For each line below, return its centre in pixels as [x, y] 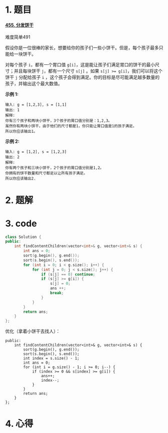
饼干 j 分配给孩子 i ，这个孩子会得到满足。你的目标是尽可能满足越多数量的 [82, 77]
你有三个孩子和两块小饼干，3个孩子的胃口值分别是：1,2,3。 [59, 121]
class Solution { [23, 237]
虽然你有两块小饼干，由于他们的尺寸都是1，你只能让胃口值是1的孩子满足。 [71, 126]
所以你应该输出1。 [21, 132]
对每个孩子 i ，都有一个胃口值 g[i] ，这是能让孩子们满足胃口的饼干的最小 [80, 65]
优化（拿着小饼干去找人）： [33, 331]
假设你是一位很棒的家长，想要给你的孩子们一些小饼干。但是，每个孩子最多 [82, 48]
